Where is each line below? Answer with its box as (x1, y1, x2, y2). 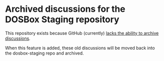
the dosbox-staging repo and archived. (5, 50, 84, 56)
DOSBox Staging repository (5, 14, 119, 25)
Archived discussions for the (5, 3, 126, 15)
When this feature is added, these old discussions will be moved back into (5, 45, 155, 51)
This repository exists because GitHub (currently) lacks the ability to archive (5, 30, 159, 36)
